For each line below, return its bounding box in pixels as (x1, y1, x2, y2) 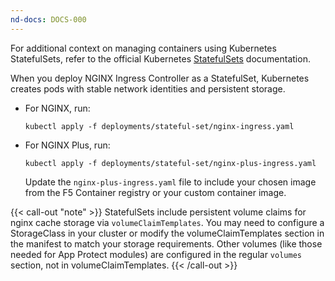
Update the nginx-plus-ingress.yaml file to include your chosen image (24, 176, 317, 188)
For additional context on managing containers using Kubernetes (10, 42, 277, 54)
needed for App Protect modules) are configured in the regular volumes (10, 248, 302, 260)
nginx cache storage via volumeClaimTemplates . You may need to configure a (10, 216, 325, 228)
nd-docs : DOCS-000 (10, 14, 87, 25)
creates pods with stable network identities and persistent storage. (10, 82, 286, 95)
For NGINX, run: (24, 102, 91, 114)
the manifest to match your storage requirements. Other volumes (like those (10, 237, 323, 250)
